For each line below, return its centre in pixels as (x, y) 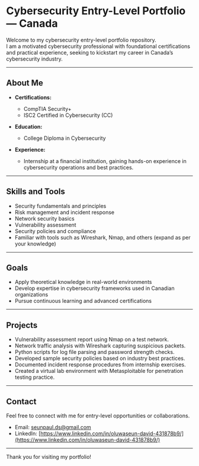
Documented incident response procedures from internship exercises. (100, 365)
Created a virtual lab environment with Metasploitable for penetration (99, 371)
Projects (22, 325)
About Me (25, 83)
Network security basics (45, 218)
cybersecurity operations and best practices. (78, 167)
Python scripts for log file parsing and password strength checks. (94, 352)
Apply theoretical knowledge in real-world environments (83, 282)
